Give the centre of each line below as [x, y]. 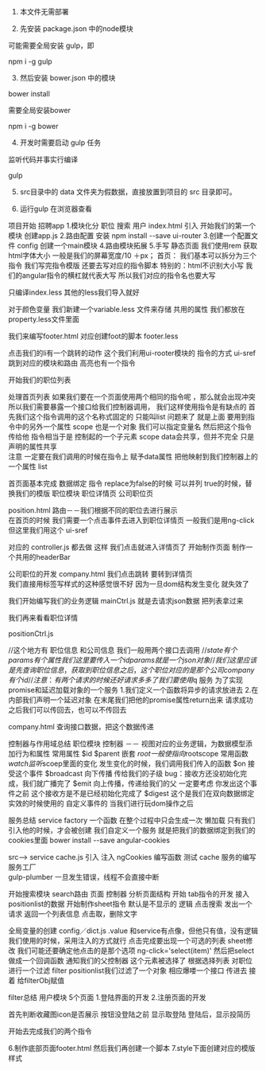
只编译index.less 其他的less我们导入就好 [74, 292]
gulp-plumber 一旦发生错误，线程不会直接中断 [84, 877]
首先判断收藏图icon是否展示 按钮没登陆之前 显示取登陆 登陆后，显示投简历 [129, 1014]
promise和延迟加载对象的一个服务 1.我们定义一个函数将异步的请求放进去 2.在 [133, 690]
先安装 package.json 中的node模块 [76, 29]
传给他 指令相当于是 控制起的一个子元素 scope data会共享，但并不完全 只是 [131, 437]
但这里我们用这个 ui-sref [48, 530]
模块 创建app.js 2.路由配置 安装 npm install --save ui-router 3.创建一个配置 [130, 236]
